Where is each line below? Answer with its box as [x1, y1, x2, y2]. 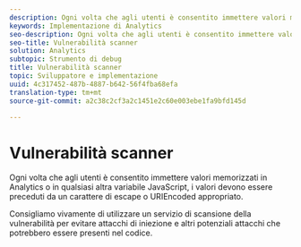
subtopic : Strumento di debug [9, 55, 123, 64]
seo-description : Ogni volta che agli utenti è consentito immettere [9, 30, 275, 38]
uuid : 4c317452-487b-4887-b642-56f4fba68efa [9, 80, 178, 89]
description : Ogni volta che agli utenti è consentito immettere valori [9, 13, 287, 22]
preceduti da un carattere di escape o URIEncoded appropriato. [9, 192, 244, 202]
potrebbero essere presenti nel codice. [9, 227, 153, 238]
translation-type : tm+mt [9, 88, 102, 97]
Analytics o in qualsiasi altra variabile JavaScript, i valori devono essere [9, 182, 273, 192]
